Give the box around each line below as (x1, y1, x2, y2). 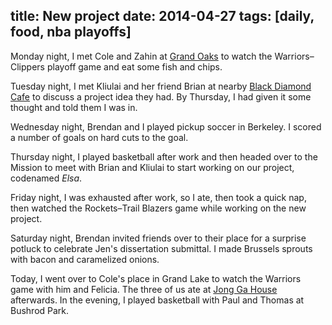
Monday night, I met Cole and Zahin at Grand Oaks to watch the (10, 50, 273, 62)
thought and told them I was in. (10, 101, 138, 113)
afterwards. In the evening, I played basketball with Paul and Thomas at (10, 294, 305, 306)
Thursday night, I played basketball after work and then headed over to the (10, 150, 318, 163)
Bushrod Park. (10, 304, 70, 316)
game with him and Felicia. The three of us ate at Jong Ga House (10, 283, 278, 295)
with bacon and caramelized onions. (10, 253, 160, 265)
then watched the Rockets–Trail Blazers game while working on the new (10, 202, 307, 214)
